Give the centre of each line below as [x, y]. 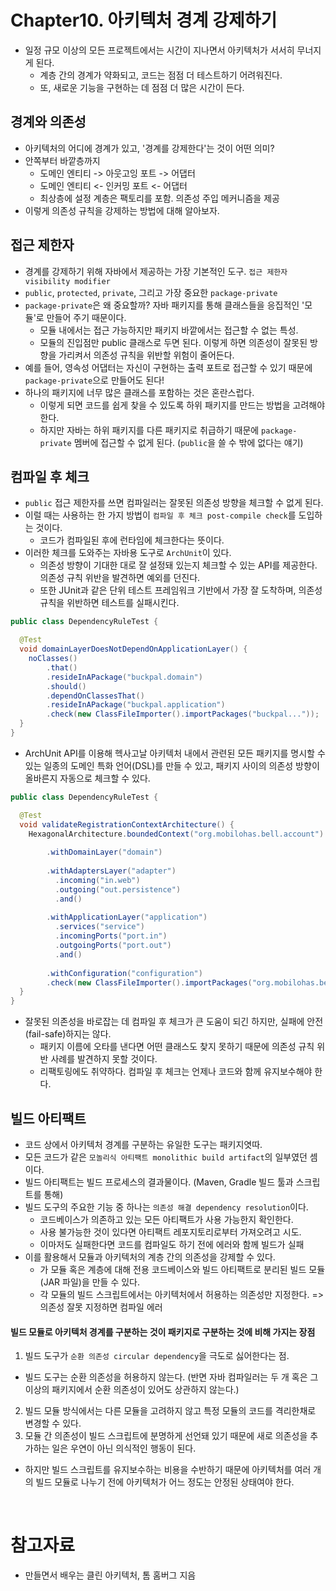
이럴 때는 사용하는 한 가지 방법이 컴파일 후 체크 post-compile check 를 [160, 515]
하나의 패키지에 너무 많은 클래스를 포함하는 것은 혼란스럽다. [139, 392]
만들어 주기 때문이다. [86, 317]
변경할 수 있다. [53, 1423]
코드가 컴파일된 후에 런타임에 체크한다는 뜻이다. [132, 540]
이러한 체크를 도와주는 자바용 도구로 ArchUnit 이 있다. [128, 553]
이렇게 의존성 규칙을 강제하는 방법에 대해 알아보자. [122, 210]
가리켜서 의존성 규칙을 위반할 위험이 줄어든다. [146, 355]
